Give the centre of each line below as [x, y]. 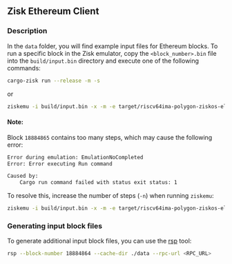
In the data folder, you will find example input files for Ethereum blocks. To [113, 46]
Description [27, 31]
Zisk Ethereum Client [53, 11]
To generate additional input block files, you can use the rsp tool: [99, 241]
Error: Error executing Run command [60, 164]
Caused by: [23, 176]
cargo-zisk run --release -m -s [54, 81]
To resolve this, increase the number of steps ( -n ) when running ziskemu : [110, 196]
